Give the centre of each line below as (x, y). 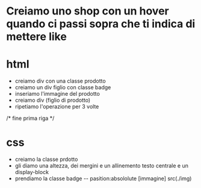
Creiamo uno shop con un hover (88, 11)
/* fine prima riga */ (30, 118)
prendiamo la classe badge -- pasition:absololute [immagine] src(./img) (103, 178)
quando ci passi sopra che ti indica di (101, 24)
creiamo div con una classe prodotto (60, 81)
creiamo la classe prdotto (46, 159)
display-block (32, 172)
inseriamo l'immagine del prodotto (57, 94)
